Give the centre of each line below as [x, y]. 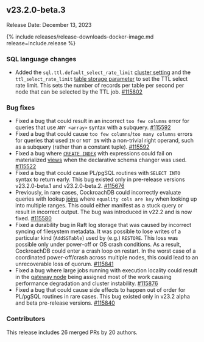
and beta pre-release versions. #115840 [65, 303]
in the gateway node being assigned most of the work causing [93, 277]
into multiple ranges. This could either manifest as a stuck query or [99, 206]
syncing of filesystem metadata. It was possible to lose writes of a [98, 231]
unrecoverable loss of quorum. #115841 [64, 264]
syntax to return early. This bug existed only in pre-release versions [100, 179]
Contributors [26, 319]
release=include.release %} [41, 43]
